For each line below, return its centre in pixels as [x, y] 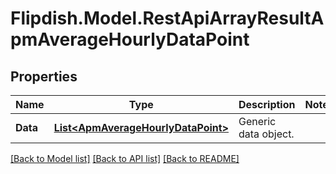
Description [267, 104]
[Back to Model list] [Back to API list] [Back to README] [125, 158]
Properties [44, 76]
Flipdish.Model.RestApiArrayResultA [167, 18]
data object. [266, 134]
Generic [257, 121]
